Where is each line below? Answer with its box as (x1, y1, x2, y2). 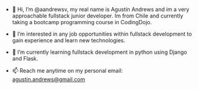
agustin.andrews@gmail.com (12, 76, 85, 83)
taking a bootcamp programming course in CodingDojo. (12, 19, 152, 25)
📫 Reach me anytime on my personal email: (12, 67, 123, 74)
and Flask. (12, 55, 38, 62)
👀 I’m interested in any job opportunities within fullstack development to (12, 30, 192, 38)
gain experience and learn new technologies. (12, 37, 126, 44)
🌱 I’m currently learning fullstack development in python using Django (12, 48, 188, 56)
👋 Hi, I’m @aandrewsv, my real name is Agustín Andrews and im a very (12, 6, 190, 13)
